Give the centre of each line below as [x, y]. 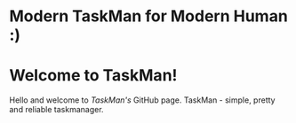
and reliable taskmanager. [56, 110]
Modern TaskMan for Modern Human [149, 16]
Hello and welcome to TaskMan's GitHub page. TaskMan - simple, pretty [142, 100]
